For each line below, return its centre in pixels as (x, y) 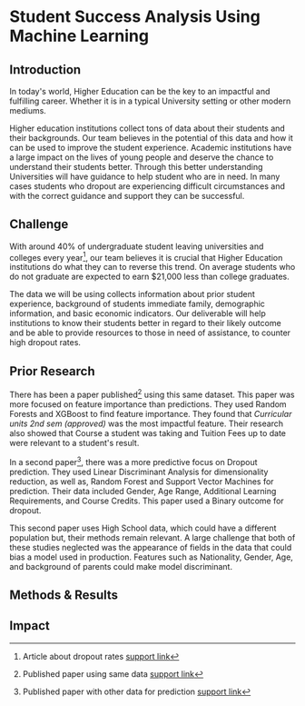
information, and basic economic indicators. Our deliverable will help (138, 313)
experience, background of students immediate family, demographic (138, 304)
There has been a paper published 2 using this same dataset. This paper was (152, 394)
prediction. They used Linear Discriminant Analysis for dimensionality (139, 472)
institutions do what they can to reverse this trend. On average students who (152, 267)
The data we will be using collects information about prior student (133, 294)
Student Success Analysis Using (135, 17)
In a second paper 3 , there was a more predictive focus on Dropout (133, 461)
